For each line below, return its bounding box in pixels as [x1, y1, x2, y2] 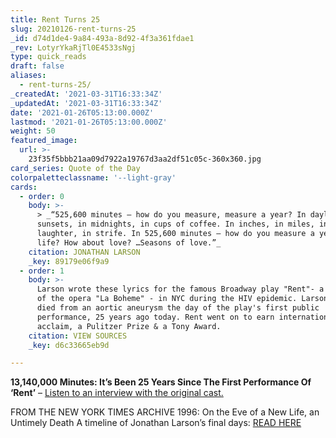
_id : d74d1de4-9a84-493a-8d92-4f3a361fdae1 [10, 33, 195, 43]
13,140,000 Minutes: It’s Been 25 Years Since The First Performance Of [10, 376, 312, 388]
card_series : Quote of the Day [10, 163, 141, 173]
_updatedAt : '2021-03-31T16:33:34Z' [10, 98, 163, 108]
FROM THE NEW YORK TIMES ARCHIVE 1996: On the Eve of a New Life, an [10, 406, 320, 418]
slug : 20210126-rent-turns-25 [10, 24, 137, 34]
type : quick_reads [10, 52, 87, 62]
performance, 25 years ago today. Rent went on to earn [36, 312, 275, 322]
